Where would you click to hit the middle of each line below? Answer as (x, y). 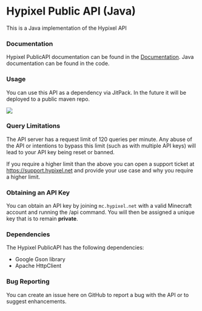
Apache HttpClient (38, 266)
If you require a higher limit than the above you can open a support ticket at (100, 164)
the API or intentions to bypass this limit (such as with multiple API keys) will (101, 145)
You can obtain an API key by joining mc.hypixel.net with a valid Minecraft (99, 206)
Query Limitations (33, 126)
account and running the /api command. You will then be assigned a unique (101, 212)
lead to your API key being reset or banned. (61, 152)
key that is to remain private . (42, 219)
